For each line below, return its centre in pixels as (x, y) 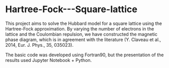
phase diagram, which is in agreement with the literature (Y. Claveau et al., (83, 40)
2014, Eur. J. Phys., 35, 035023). (39, 45)
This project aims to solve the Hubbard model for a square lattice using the (83, 23)
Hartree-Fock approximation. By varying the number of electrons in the (80, 28)
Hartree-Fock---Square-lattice (71, 9)
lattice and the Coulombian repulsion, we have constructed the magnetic (81, 34)
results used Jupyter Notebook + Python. (49, 60)
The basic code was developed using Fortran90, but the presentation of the (84, 55)
